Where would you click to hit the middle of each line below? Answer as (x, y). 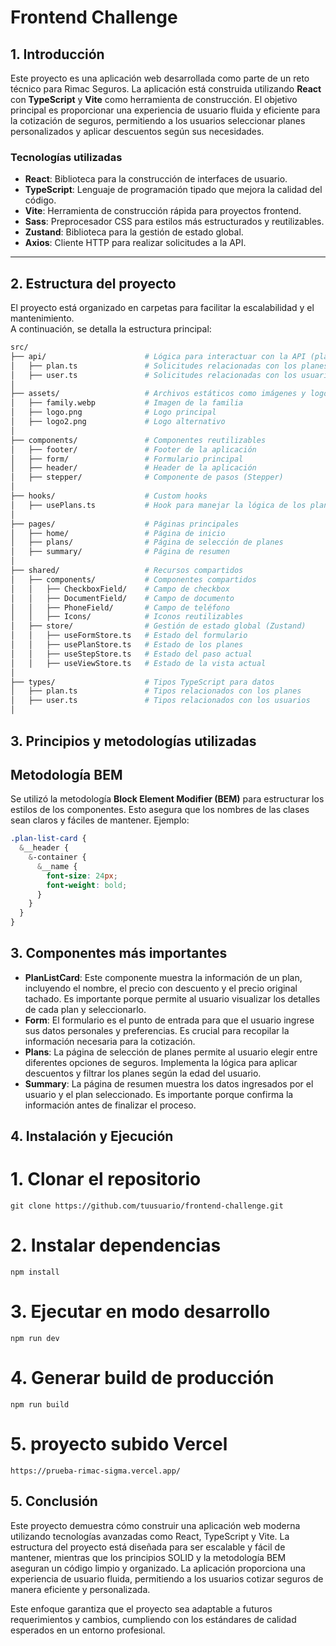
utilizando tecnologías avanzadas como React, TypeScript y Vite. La (150, 1536)
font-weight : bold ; (87, 885)
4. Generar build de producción (142, 1378)
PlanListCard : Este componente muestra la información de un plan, (163, 977)
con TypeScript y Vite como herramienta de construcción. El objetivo (154, 99)
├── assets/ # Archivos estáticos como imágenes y (158, 394)
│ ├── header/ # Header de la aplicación (133, 468)
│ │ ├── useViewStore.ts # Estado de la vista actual (138, 663)
